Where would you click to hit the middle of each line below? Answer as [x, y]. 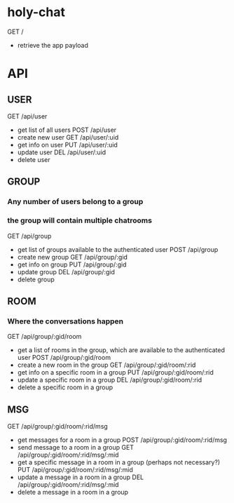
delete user [34, 159]
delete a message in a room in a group [73, 492]
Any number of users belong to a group [75, 202]
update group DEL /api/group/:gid [66, 271]
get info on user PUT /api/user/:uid [67, 145]
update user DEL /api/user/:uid [62, 152]
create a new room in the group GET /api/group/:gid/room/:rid [106, 365]
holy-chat [36, 12]
